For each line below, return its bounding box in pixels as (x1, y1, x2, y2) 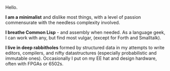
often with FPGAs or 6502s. (5, 61, 64, 66)
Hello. (5, 5, 18, 10)
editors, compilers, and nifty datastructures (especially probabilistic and (5, 50, 157, 56)
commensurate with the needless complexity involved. (5, 20, 120, 25)
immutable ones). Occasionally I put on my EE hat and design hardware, (5, 55, 157, 61)
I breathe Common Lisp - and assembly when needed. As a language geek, (5, 29, 165, 35)
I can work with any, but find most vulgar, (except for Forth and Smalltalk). (5, 35, 161, 41)
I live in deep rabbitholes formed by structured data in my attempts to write (5, 45, 165, 50)
